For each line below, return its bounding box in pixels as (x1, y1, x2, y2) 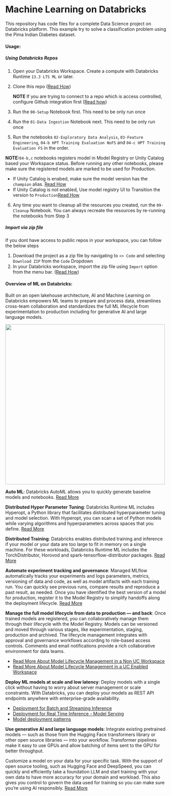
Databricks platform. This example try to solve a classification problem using (5, 26, 166, 32)
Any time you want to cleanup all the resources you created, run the (12, 201, 156, 208)
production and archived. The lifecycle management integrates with (5, 631, 148, 638)
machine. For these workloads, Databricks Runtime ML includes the (5, 546, 148, 553)
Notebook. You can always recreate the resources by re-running (30, 207, 165, 213)
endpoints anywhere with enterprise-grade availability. (5, 695, 120, 701)
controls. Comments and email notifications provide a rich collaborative (5, 642, 155, 649)
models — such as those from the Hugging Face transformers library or (5, 731, 156, 738)
